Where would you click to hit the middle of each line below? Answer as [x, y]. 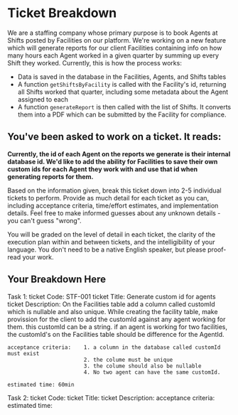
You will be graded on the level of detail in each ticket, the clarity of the [111, 234]
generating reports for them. [50, 176]
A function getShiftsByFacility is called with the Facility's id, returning [122, 84]
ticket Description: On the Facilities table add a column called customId [111, 304]
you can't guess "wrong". [44, 220]
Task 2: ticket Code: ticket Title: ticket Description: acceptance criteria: [111, 398]
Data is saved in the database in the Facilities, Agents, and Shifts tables [122, 77]
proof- [217, 249]
